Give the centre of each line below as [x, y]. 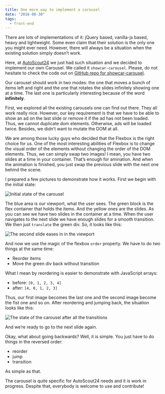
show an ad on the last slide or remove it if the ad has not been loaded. [77, 118]
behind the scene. [23, 170]
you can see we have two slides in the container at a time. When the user [79, 214]
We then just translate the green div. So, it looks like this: [64, 225]
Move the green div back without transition [56, 263]
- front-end [22, 23]
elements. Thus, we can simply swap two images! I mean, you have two [78, 154]
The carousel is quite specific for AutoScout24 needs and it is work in [76, 381]
